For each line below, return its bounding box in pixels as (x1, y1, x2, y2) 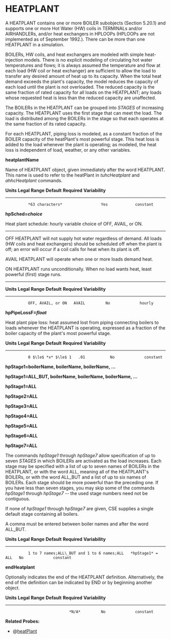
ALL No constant (5, 555, 72, 560)
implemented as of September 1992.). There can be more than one (5, 36, 145, 42)
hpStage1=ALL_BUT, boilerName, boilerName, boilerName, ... (5, 373, 138, 379)
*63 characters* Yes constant (27, 202, 154, 207)
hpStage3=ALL (5, 403, 38, 409)
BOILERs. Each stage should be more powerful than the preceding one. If (5, 479, 159, 485)
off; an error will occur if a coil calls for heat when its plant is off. (5, 246, 140, 252)
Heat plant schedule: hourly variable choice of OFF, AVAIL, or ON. (5, 220, 143, 227)
